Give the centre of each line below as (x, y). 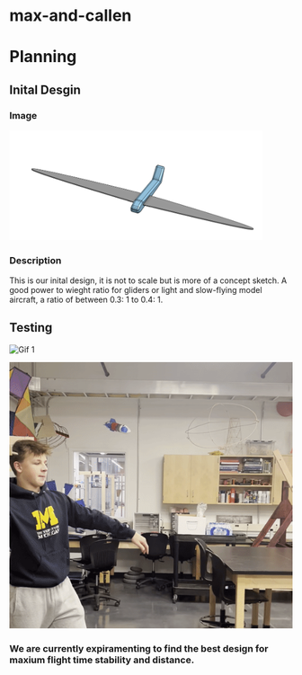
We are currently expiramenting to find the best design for (139, 649)
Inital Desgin (45, 89)
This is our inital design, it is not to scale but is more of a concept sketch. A (148, 280)
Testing (31, 328)
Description (36, 261)
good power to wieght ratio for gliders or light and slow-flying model (136, 289)
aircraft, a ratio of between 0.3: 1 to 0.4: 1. (86, 299)
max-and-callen (71, 16)
